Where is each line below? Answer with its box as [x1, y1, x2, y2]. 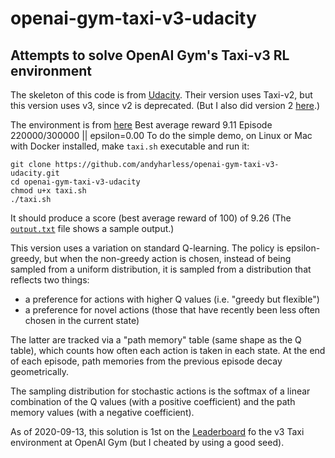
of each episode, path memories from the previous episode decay [10, 355, 283, 367]
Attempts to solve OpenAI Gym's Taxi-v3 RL [10, 47, 290, 64]
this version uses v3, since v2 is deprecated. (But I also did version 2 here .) [10, 100, 321, 111]
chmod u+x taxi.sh [10, 186, 87, 196]
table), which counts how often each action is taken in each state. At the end [10, 345, 326, 356]
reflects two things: [10, 274, 90, 286]
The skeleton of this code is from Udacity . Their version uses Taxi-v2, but [10, 89, 313, 101]
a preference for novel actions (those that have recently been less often [24, 304, 321, 316]
